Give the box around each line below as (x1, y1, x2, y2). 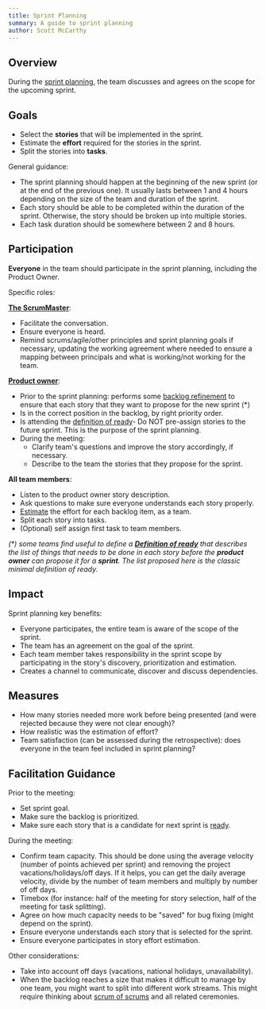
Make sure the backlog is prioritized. (19, 812, 140, 821)
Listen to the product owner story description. (19, 490, 171, 499)
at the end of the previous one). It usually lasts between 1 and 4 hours (19, 186, 249, 195)
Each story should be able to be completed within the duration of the (19, 203, 245, 212)
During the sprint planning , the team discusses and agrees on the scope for (8, 77, 256, 87)
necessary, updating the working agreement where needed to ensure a (19, 343, 253, 353)
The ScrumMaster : (8, 303, 71, 312)
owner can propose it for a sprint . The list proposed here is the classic (8, 556, 241, 565)
